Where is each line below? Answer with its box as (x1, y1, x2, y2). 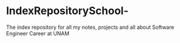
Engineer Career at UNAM (6, 29, 70, 37)
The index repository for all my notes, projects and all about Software (6, 24, 175, 31)
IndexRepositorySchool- (6, 4, 129, 18)
